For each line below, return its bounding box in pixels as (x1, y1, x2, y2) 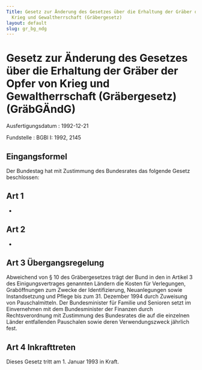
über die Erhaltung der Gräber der (6, 64, 179, 78)
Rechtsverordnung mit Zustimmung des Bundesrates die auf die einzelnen (6, 312, 190, 319)
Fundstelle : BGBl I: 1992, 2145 (6, 134, 81, 141)
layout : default (6, 20, 47, 26)
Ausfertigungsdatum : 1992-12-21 (6, 123, 89, 130)
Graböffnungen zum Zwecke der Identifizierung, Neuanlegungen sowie (6, 287, 183, 294)
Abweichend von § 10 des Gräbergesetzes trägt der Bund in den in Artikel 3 (6, 274, 193, 281)
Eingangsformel (6, 151, 67, 162)
